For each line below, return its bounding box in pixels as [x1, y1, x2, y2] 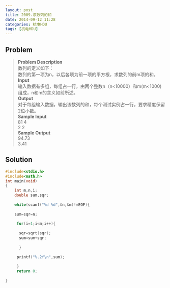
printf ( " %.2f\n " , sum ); [16, 254, 65, 259]
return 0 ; [16, 269, 38, 274]
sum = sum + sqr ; [18, 235, 47, 241]
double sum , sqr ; [14, 193, 49, 198]
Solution [5, 155, 33, 164]
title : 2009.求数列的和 [5, 12, 52, 17]
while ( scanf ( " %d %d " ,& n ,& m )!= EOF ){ [14, 202, 90, 207]
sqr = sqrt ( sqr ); [18, 231, 51, 236]
